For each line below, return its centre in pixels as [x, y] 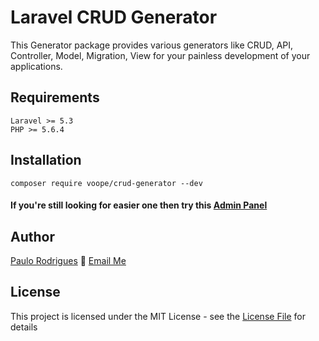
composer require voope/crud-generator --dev [106, 183]
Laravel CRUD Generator [114, 17]
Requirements [55, 97]
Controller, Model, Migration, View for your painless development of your [160, 55]
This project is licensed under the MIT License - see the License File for [158, 316]
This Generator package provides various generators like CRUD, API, [152, 45]
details [24, 327]
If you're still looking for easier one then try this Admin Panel [139, 205]
